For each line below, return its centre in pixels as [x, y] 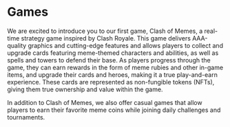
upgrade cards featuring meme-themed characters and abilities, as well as [113, 53]
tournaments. [26, 117]
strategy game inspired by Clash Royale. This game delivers [106, 38]
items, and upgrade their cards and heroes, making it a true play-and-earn [113, 74]
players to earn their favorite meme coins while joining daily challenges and [114, 110]
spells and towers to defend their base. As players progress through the [109, 60]
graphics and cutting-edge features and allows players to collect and [126, 45]
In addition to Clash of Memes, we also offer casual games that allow [105, 102]
